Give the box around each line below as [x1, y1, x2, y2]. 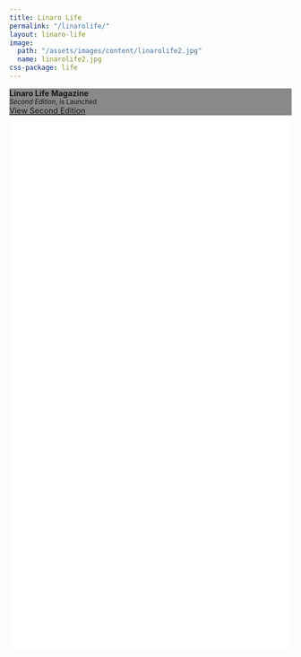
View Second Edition [9, 105, 86, 116]
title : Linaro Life [9, 13, 82, 22]
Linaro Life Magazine [9, 87, 90, 99]
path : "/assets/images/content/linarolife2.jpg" [17, 47, 202, 56]
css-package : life [9, 64, 78, 73]
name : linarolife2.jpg [17, 55, 102, 64]
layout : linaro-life [9, 30, 87, 39]
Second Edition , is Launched [9, 97, 97, 106]
